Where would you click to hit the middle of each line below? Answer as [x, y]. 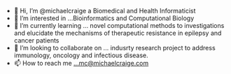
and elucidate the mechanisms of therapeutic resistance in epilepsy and [118, 33]
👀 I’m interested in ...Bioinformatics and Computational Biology [104, 18]
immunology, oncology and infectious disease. [81, 55]
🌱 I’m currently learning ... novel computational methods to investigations [119, 25]
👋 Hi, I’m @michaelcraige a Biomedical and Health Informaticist [105, 11]
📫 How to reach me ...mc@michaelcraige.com [81, 63]
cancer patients [36, 40]
